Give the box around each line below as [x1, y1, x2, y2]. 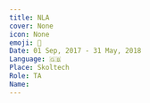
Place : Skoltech [9, 64, 70, 73]
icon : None [9, 30, 50, 39]
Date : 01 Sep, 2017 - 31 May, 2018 [9, 47, 142, 56]
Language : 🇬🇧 [9, 55, 62, 64]
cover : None [9, 21, 54, 30]
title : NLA [9, 13, 50, 22]
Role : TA [9, 72, 42, 81]
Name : [9, 80, 29, 89]
